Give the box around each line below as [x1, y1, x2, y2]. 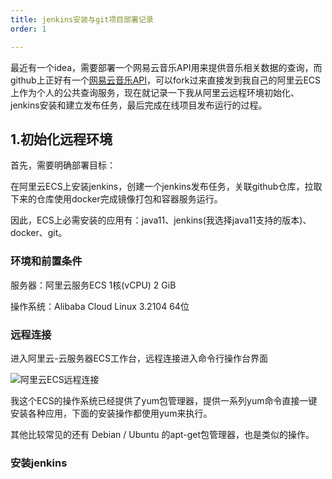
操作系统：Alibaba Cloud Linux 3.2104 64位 [10, 300, 190, 312]
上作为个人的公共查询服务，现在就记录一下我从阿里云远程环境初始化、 [10, 86, 300, 98]
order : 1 [10, 24, 47, 34]
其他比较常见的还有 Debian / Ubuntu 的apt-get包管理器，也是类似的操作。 [10, 428, 315, 440]
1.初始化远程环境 [10, 131, 113, 148]
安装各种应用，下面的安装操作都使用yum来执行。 [10, 407, 213, 419]
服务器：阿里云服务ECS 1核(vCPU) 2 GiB [10, 279, 177, 291]
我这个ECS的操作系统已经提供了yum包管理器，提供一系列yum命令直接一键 [10, 394, 318, 406]
